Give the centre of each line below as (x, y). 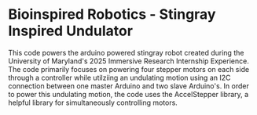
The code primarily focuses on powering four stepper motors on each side (129, 69)
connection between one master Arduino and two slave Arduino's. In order (129, 86)
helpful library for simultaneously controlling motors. (93, 102)
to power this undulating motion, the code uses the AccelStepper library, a (128, 94)
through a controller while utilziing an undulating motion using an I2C (119, 77)
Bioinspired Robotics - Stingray (112, 14)
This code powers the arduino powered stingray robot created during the (126, 52)
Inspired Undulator (71, 31)
